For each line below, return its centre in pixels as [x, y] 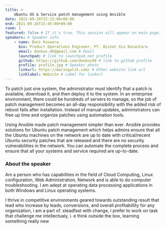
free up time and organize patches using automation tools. [65, 115]
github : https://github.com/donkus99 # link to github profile [85, 61]
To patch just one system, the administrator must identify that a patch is [79, 88]
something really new [27, 221]
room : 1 [13, 28]
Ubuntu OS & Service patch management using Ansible [70, 14]
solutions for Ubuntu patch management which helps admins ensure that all [83, 130]
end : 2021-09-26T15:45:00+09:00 [39, 24]
